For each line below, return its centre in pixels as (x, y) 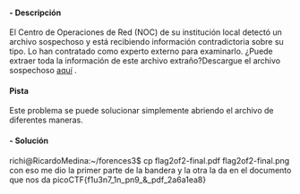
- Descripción (35, 13)
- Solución (29, 140)
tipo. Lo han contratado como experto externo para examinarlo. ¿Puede (141, 51)
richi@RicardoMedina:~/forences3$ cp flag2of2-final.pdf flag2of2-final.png (150, 160)
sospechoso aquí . (43, 71)
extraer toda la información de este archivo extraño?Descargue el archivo (145, 61)
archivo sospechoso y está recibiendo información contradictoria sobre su (146, 42)
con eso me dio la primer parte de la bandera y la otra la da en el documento (150, 170)
